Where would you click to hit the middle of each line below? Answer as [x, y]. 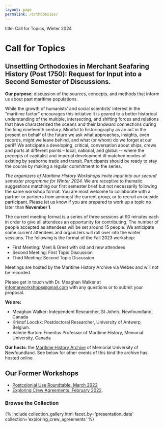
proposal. [15, 292]
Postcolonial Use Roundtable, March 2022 [55, 385]
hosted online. [20, 357]
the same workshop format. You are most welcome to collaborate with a [78, 191]
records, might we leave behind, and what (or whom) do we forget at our [79, 140]
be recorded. [18, 272]
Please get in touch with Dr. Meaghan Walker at [53, 282]
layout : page [18, 10]
